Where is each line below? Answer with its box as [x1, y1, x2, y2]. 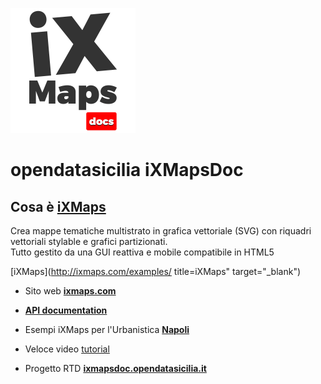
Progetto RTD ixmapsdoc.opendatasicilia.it [24, 363, 207, 374]
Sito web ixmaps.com [24, 285, 117, 297]
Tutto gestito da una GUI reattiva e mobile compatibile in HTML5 [10, 246, 275, 258]
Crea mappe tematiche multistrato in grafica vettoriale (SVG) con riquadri [10, 225, 312, 237]
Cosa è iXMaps [10, 198, 107, 215]
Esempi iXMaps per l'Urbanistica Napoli [24, 324, 190, 335]
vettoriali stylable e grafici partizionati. [10, 236, 168, 247]
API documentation [24, 304, 108, 316]
